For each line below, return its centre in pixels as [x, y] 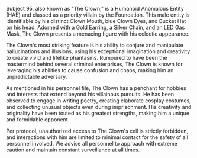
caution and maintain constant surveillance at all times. [73, 150]
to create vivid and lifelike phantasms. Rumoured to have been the [87, 58]
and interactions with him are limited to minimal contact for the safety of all [97, 137]
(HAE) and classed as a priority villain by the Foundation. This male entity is [98, 15]
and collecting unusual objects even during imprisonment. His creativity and [99, 107]
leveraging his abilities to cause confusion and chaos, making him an [90, 70]
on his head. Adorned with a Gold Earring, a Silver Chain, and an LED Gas [96, 27]
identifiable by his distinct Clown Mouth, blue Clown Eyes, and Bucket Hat [96, 21]
